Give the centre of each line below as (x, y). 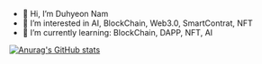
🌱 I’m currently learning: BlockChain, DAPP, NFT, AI (117, 32)
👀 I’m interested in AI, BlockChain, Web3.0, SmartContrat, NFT (138, 23)
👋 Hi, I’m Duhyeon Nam (65, 14)
